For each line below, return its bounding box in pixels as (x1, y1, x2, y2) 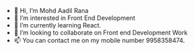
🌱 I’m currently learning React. (13, 21, 101, 29)
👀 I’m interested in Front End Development (13, 14, 136, 22)
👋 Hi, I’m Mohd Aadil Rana (13, 7, 89, 14)
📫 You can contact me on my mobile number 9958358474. (13, 37, 185, 44)
